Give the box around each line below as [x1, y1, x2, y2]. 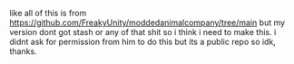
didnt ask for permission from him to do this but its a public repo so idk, [9, 36, 277, 47]
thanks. [9, 46, 38, 57]
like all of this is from [9, 8, 87, 18]
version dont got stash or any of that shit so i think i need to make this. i [9, 27, 277, 37]
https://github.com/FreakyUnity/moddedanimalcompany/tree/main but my [9, 17, 286, 28]
